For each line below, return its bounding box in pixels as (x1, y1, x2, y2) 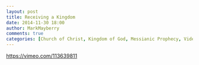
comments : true (6, 31, 44, 37)
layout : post (6, 8, 38, 15)
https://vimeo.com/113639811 (6, 53, 78, 59)
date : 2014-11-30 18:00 (6, 19, 65, 25)
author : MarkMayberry (6, 25, 60, 31)
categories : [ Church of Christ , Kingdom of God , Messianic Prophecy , (6, 36, 182, 42)
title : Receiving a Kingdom (6, 14, 76, 20)
